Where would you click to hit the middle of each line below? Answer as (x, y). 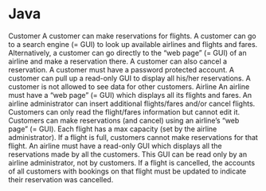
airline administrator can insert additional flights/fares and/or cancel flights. (132, 103)
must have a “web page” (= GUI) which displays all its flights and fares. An (130, 95)
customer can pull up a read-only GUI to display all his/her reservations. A (129, 78)
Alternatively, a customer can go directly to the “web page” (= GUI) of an (127, 53)
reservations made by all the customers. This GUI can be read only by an (128, 154)
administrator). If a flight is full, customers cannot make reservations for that (133, 137)
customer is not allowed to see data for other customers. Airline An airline (129, 86)
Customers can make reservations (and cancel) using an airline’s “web (124, 120)
